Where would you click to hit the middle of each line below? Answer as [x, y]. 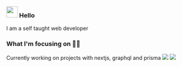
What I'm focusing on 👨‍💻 [43, 44]
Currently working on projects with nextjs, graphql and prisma [84, 57]
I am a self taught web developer [47, 28]
